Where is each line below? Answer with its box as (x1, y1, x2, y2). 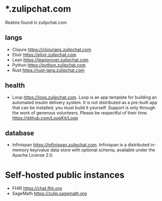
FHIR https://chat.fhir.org (12, 185, 62, 191)
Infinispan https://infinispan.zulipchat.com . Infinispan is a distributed (12, 142, 150, 148)
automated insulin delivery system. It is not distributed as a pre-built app (12, 99, 158, 105)
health (5, 81, 25, 90)
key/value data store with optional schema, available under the (30, 147, 156, 153)
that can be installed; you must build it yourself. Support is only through (12, 105, 156, 110)
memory (12, 147, 29, 153)
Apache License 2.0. (12, 152, 54, 158)
